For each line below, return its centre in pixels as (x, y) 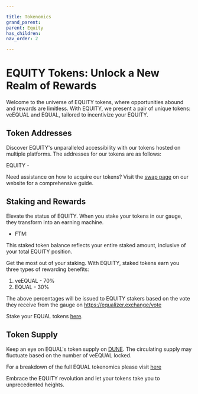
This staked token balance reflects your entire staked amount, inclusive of (96, 245)
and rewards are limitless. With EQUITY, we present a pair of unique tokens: (98, 109)
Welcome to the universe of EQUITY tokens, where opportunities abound (95, 102)
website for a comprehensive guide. (50, 183)
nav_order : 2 (22, 39)
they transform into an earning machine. (55, 222)
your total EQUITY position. (39, 251)
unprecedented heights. (35, 385)
